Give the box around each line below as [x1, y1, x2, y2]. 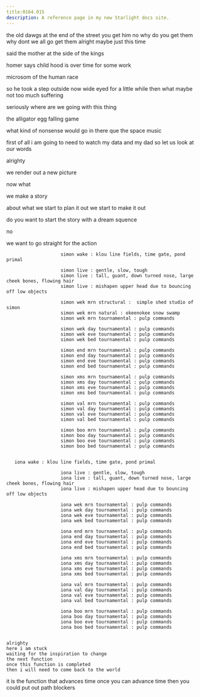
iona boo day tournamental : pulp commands [60, 613, 172, 620]
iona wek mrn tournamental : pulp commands [60, 502, 172, 508]
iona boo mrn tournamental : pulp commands [60, 608, 172, 614]
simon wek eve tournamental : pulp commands [60, 331, 175, 337]
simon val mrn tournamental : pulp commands [60, 400, 175, 407]
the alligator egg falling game [6, 115, 79, 122]
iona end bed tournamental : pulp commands [60, 544, 172, 550]
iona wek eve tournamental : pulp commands [60, 512, 172, 518]
